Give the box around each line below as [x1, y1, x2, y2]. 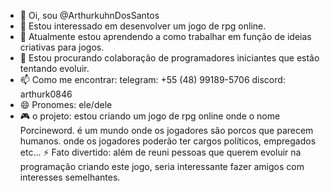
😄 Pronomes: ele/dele [19, 99, 113, 110]
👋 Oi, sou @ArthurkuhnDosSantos [19, 10, 160, 21]
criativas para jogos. [19, 41, 105, 53]
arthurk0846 [19, 88, 73, 100]
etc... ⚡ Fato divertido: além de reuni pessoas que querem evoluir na [19, 146, 302, 158]
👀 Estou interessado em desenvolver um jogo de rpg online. [19, 20, 267, 32]
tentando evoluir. [19, 63, 90, 74]
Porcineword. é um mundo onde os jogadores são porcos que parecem [19, 125, 314, 136]
